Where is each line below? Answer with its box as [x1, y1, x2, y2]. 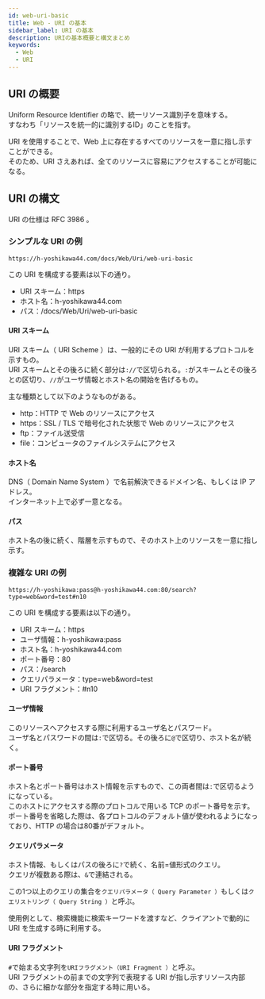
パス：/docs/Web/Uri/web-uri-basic [19, 306, 138, 316]
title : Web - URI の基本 [8, 19, 87, 27]
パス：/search [19, 664, 66, 674]
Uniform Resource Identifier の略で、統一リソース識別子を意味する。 [8, 110, 232, 119]
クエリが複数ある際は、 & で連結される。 [8, 870, 137, 879]
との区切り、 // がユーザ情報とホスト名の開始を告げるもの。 [8, 375, 203, 384]
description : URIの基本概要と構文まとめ [8, 33, 131, 42]
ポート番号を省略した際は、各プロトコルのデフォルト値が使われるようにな [8, 811, 252, 821]
